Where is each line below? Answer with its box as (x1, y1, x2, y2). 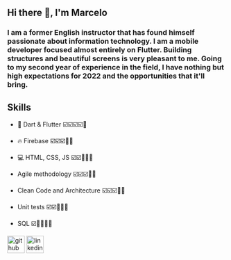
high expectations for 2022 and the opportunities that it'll (7, 71, 205, 81)
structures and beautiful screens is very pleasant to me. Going (7, 54, 222, 63)
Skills (7, 101, 31, 113)
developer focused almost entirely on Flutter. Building (7, 45, 192, 55)
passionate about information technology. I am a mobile (7, 36, 199, 46)
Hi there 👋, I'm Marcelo (7, 7, 108, 19)
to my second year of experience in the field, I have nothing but (7, 63, 224, 72)
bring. (7, 80, 28, 90)
